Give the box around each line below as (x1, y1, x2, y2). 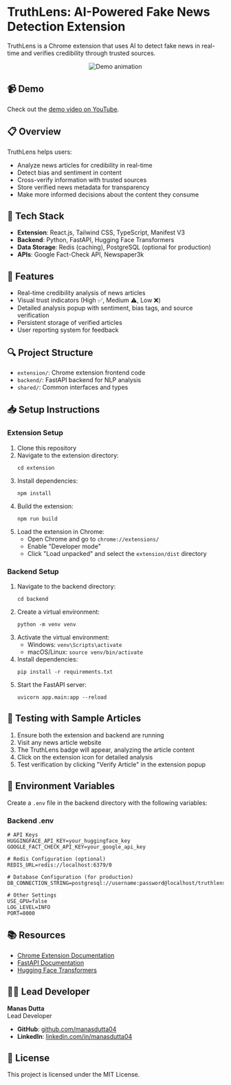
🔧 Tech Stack (7, 210, 65, 221)
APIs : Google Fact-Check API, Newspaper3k (16, 250, 144, 259)
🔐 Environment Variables (7, 780, 115, 792)
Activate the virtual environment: (16, 633, 110, 641)
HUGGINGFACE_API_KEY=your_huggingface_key (7, 837, 131, 844)
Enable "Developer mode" (27, 542, 101, 550)
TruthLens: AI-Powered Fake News (7, 4, 210, 20)
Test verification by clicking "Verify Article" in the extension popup (16, 760, 206, 768)
